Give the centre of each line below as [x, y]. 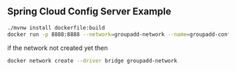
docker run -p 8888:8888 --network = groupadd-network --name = [99, 34]
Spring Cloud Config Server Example [90, 12]
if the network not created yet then [58, 48]
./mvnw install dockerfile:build [56, 27]
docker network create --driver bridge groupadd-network [92, 60]
